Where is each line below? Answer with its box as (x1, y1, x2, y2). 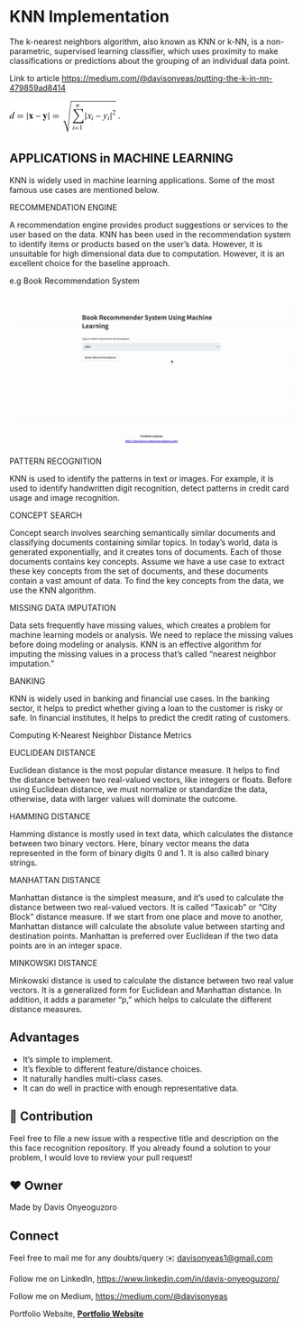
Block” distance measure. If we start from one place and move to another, (9, 911, 284, 922)
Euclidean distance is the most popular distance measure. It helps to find (9, 764, 280, 775)
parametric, (9, 45, 52, 56)
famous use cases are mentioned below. (9, 184, 160, 195)
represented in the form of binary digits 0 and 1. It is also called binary (9, 847, 270, 858)
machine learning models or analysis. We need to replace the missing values (9, 629, 294, 640)
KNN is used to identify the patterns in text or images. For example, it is (9, 473, 274, 484)
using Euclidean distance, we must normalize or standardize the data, (9, 783, 268, 795)
